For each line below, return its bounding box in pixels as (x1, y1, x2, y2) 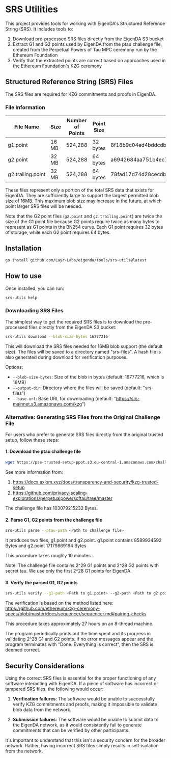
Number (66, 117, 87, 124)
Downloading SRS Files (5, 307, 64, 314)
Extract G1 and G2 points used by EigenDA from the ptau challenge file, (12, 41, 162, 47)
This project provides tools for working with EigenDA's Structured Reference (5, 20, 165, 26)
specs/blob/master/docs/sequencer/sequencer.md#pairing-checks (5, 611, 147, 617)
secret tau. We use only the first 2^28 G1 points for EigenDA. (5, 568, 132, 574)
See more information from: (5, 469, 63, 475)
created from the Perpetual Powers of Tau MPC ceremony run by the (12, 46, 157, 52)
